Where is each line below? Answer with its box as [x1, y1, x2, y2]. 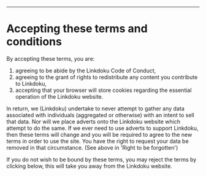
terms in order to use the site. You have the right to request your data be [6, 137, 189, 145]
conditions [6, 35, 63, 49]
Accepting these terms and [6, 22, 148, 36]
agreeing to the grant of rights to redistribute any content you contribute [15, 73, 198, 80]
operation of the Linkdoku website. [15, 93, 104, 100]
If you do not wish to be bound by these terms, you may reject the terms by [6, 156, 197, 163]
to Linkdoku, [15, 80, 47, 87]
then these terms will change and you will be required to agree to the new [6, 131, 193, 138]
